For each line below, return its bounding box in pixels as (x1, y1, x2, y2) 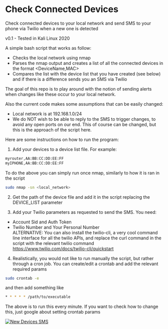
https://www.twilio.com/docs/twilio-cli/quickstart (12, 245, 114, 252)
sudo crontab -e (5, 276, 39, 281)
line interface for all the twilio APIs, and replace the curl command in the (12, 235, 162, 241)
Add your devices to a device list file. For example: (12, 146, 117, 152)
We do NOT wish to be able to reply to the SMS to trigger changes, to (12, 116, 156, 122)
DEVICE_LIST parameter (12, 199, 63, 205)
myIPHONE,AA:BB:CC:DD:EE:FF (5, 160, 64, 166)
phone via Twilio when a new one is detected (5, 25, 99, 31)
